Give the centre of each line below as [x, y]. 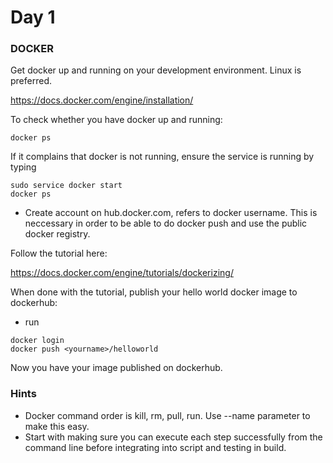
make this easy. [57, 426]
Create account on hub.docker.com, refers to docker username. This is [171, 213]
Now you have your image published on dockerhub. [116, 368]
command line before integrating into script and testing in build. [155, 447]
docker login [37, 341]
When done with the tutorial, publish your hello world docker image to [154, 292]
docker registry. [57, 234]
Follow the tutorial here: [59, 253]
